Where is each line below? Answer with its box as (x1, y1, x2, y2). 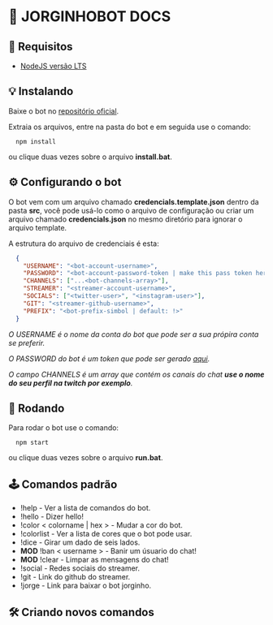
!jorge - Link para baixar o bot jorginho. (19, 580, 152, 591)
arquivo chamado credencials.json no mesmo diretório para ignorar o (8, 214, 243, 224)
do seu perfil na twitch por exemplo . (8, 377, 133, 388)
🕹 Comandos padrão (8, 477, 118, 491)
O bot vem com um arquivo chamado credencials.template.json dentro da (8, 196, 259, 206)
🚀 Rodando (8, 401, 65, 415)
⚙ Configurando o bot (8, 175, 122, 189)
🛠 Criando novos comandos (8, 605, 154, 619)
